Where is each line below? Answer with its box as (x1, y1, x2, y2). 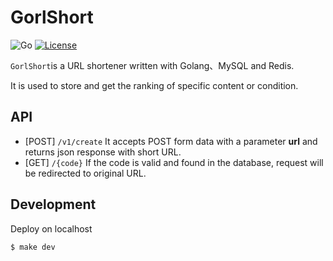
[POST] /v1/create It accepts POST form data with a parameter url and (24, 135, 318, 147)
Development (10, 196, 97, 213)
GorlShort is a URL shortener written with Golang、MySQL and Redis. (10, 59, 295, 71)
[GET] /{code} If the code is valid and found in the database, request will (24, 156, 324, 168)
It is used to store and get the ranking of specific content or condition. (10, 79, 299, 91)
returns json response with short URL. (24, 146, 182, 158)
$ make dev (10, 242, 56, 252)
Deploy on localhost (10, 222, 93, 235)
